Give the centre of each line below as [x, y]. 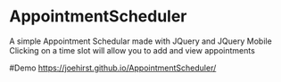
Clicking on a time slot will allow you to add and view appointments [132, 50]
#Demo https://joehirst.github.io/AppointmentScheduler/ [113, 68]
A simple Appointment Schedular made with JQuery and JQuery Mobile [140, 41]
